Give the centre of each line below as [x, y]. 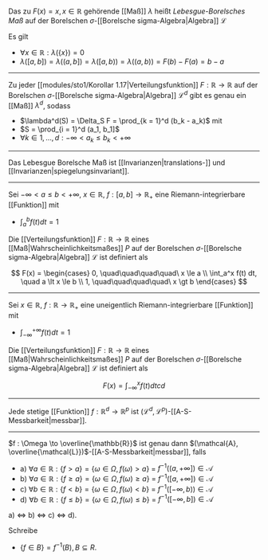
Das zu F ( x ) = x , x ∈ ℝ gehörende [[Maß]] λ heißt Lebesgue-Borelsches [127, 11]
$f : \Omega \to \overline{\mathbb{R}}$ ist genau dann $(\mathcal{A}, [123, 443]
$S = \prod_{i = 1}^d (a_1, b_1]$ [69, 129]
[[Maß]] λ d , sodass [39, 104]
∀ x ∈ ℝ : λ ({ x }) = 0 [52, 53]
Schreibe [23, 531]
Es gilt [18, 37]
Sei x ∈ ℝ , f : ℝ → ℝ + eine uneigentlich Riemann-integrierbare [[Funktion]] [131, 306]
